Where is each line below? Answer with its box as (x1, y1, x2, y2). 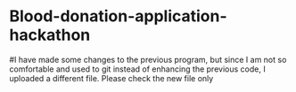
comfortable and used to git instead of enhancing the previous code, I (9, 64, 266, 74)
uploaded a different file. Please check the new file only (9, 73, 214, 83)
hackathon (9, 25, 91, 45)
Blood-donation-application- (9, 6, 227, 27)
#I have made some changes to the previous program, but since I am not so (9, 54, 287, 65)
